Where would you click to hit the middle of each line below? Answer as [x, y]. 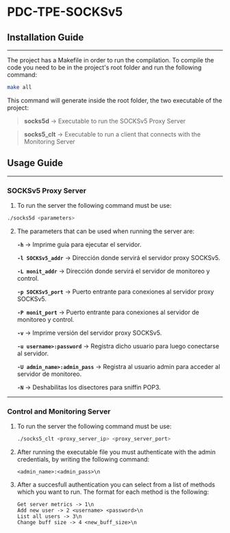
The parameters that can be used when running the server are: [106, 231]
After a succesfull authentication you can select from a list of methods [116, 485]
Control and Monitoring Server [59, 411]
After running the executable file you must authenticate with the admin [116, 452]
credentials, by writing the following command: [83, 460]
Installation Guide [46, 37]
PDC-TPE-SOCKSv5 [65, 12]
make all [20, 87]
